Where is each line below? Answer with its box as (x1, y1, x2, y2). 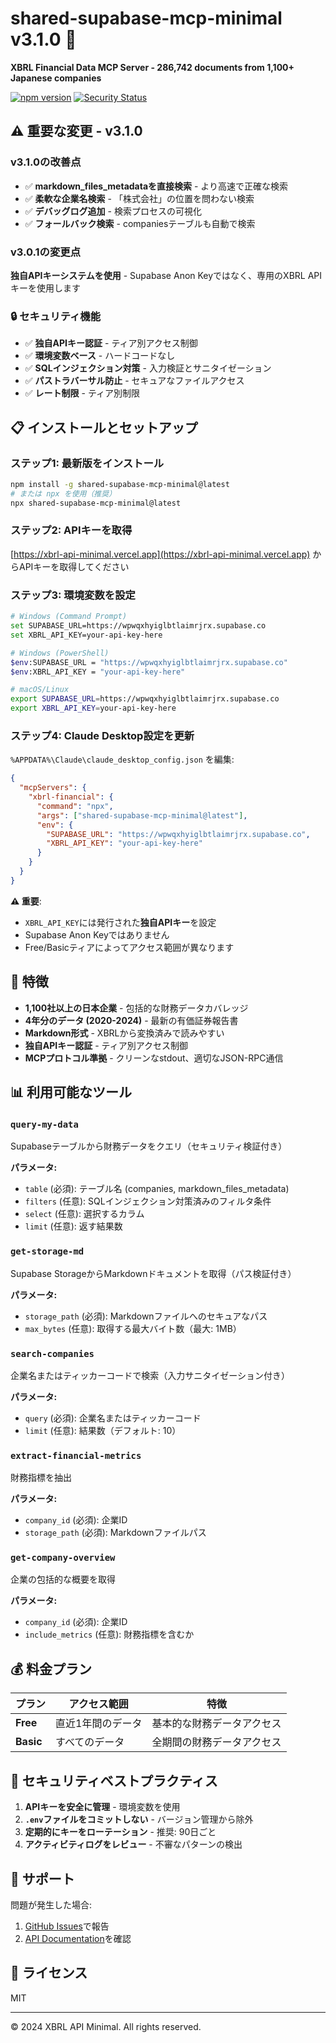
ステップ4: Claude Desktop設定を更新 (10, 728, 195, 742)
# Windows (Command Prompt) (10, 612, 128, 622)
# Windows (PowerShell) (10, 648, 110, 658)
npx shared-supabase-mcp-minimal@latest (10, 498, 182, 508)
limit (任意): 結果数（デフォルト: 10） (24, 1424, 182, 1436)
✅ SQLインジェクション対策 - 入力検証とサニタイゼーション (24, 362, 272, 374)
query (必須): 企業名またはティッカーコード (24, 1412, 202, 1424)
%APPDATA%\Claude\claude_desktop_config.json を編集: (10, 753, 235, 766)
